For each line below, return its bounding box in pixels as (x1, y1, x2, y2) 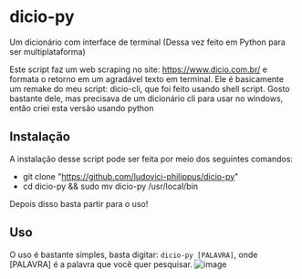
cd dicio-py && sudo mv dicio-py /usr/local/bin (22, 181, 199, 191)
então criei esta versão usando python (9, 102, 154, 113)
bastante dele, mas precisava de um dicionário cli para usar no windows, (9, 93, 284, 104)
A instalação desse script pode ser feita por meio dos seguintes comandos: (9, 153, 294, 164)
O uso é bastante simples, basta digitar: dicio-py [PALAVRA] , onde (9, 249, 258, 260)
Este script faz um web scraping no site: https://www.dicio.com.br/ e (9, 64, 267, 75)
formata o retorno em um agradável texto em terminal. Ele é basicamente (9, 73, 285, 84)
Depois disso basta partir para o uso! (9, 198, 149, 209)
